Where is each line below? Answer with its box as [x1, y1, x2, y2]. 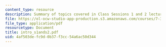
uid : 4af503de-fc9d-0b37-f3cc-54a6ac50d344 [5, 35, 96, 40]
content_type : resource [5, 7, 54, 12]
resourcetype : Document [5, 25, 54, 30]
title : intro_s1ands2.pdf [5, 30, 58, 35]
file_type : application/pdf [5, 21, 63, 26]
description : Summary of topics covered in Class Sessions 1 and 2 [5, 12, 147, 17]
